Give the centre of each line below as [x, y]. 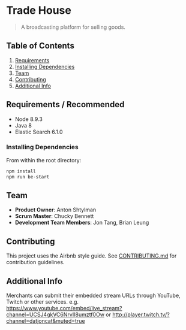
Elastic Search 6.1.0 [39, 132]
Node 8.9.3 [29, 119]
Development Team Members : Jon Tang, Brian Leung [82, 223]
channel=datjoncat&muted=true [46, 321]
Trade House [39, 10]
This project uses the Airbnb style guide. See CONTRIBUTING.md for [91, 256]
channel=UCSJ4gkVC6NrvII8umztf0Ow [55, 314]
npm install [21, 171]
